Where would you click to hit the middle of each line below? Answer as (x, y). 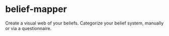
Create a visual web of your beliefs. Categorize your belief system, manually (84, 23)
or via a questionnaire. (29, 28)
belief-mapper (36, 9)
